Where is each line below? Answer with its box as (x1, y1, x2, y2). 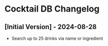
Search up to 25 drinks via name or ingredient (11, 35, 103, 41)
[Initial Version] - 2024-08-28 (4, 23, 97, 31)
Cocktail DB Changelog (4, 3, 100, 15)
